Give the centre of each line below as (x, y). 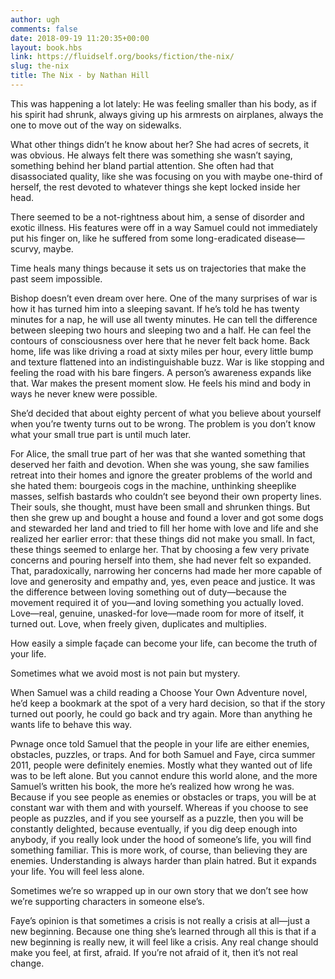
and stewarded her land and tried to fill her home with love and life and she (164, 528)
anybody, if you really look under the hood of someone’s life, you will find (161, 839)
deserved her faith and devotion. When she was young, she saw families (160, 464)
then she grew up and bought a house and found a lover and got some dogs (167, 517)
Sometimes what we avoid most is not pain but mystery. (125, 673)
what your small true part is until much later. (101, 434)
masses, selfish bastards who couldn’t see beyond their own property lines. (166, 496)
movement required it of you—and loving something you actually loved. (157, 602)
